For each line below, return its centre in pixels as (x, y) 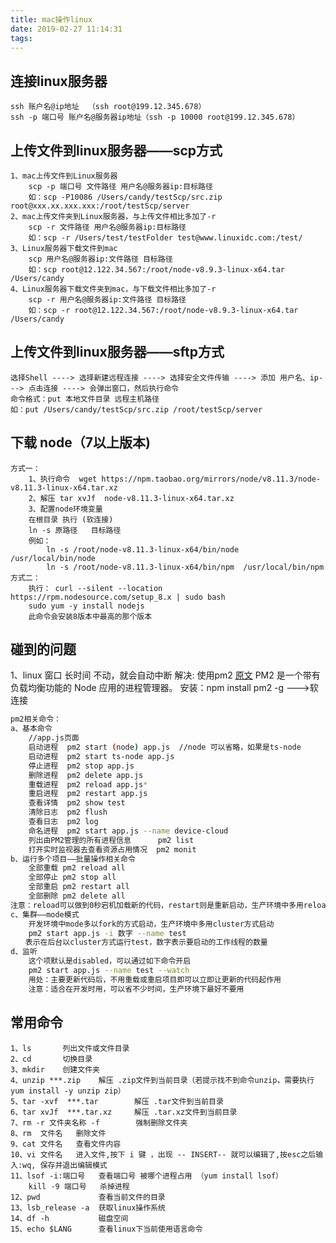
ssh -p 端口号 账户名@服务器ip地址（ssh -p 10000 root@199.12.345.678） (155, 117)
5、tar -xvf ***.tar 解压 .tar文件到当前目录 (117, 1101)
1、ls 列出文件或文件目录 (70, 1048)
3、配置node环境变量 (65, 509)
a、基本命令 (31, 729)
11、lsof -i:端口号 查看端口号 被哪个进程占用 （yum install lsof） (146, 1176)
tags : (21, 38)
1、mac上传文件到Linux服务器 (64, 176)
